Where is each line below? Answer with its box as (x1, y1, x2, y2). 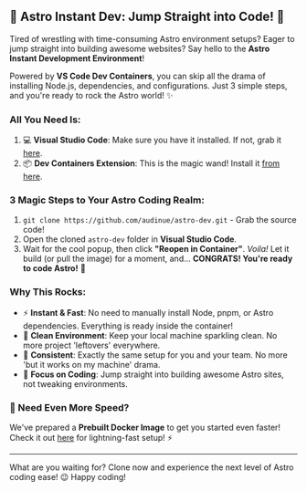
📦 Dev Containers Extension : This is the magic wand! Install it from (22, 158, 281, 169)
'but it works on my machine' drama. (22, 359, 161, 370)
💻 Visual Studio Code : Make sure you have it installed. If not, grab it (22, 134, 281, 146)
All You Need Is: (9, 113, 81, 126)
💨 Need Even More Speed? (9, 401, 130, 413)
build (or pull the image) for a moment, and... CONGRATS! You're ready (22, 253, 293, 265)
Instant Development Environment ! (9, 52, 144, 64)
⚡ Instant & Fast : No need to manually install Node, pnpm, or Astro (22, 307, 274, 318)
